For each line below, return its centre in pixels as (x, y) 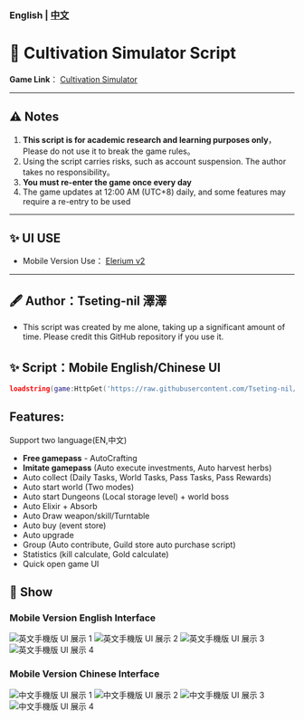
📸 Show (31, 592)
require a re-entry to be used (76, 201)
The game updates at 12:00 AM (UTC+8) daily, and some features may (154, 192)
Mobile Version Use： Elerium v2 (84, 261)
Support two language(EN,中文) (68, 440)
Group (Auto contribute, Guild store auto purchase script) (129, 545)
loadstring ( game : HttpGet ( (58, 389)
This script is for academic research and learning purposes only (145, 139)
